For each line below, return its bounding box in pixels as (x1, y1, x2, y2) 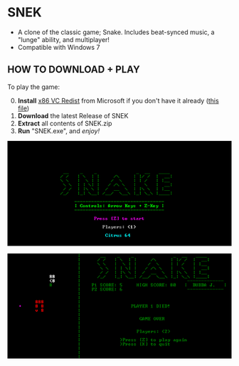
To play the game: (7, 83, 60, 91)
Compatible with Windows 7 (17, 43, 100, 51)
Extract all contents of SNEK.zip (17, 119, 112, 127)
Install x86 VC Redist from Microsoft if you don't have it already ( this (17, 96, 219, 105)
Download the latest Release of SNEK (17, 111, 129, 120)
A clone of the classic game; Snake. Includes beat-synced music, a (17, 28, 215, 36)
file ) (17, 104, 30, 113)
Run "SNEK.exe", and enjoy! (17, 126, 100, 135)
